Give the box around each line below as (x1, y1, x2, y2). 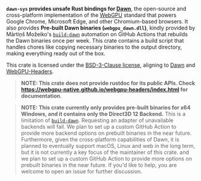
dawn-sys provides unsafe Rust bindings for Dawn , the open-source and (6, 5, 187, 12)
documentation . (20, 93, 62, 99)
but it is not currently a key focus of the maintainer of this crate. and (20, 149, 189, 156)
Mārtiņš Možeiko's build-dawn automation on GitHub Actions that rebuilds (6, 31, 188, 38)
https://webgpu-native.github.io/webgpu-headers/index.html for (20, 86, 188, 93)
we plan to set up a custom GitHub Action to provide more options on (20, 155, 192, 162)
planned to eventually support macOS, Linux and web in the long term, (20, 143, 196, 149)
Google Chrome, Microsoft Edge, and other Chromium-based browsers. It (6, 18, 188, 25)
